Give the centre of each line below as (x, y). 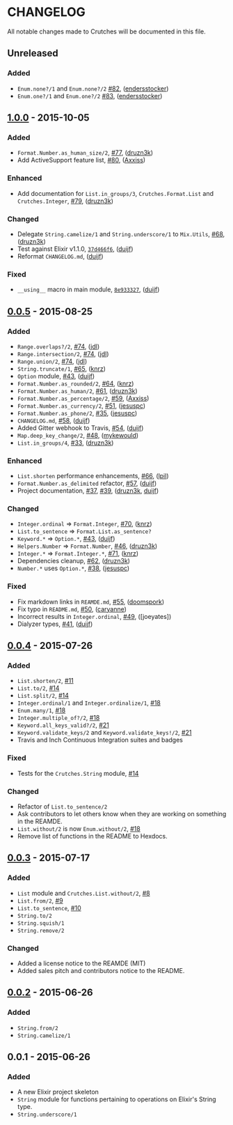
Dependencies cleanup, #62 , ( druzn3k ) (74, 561)
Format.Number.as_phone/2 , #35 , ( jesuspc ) (77, 413)
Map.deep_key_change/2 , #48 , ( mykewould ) (78, 435)
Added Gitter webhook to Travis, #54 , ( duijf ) (80, 428)
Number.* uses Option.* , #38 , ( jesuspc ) (73, 568)
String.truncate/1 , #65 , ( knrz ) (62, 368)
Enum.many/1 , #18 (41, 710)
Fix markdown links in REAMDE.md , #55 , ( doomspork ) (91, 602)
